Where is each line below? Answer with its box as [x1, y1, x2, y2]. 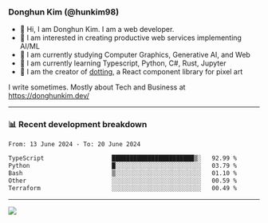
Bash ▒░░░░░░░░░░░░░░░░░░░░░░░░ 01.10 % [8, 169, 238, 177]
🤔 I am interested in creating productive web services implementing [19, 33, 242, 42]
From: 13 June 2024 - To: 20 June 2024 [8, 140, 141, 148]
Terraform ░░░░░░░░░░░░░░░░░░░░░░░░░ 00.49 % [8, 184, 238, 192]
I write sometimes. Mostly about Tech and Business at [8, 82, 186, 92]
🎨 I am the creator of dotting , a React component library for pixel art [19, 67, 243, 77]
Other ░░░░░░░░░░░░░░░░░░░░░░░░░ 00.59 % [8, 177, 238, 185]
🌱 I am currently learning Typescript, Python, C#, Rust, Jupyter [19, 58, 227, 68]
